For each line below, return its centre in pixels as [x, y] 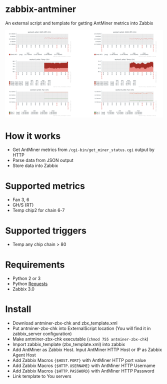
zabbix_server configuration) [42, 334]
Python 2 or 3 [26, 278]
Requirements [35, 265]
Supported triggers [46, 230]
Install [18, 309]
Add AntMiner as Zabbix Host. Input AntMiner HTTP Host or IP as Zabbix [87, 350]
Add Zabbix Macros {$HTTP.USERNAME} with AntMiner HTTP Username [84, 365]
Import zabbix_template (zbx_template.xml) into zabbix [69, 344]
